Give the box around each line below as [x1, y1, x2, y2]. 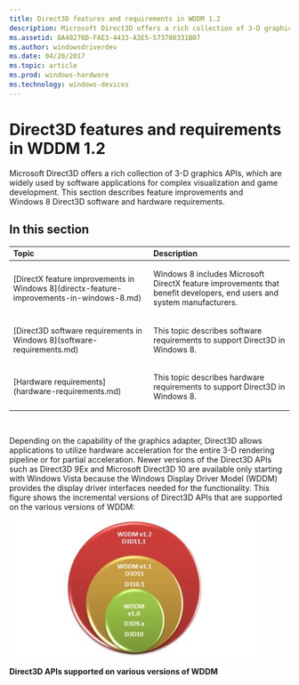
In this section [9, 222, 90, 238]
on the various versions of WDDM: [9, 502, 136, 512]
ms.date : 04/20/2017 [9, 52, 86, 61]
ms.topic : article [9, 61, 77, 70]
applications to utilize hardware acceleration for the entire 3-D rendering [9, 445, 275, 455]
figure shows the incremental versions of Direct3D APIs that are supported [9, 492, 283, 503]
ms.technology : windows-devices [9, 80, 129, 89]
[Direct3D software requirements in [12, 325, 142, 335]
